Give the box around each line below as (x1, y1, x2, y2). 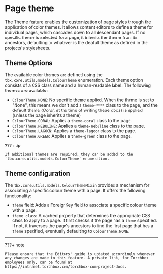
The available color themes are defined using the (5, 72, 103, 78)
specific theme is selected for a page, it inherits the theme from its (5, 35, 138, 40)
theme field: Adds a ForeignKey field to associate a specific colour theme (12, 202, 157, 208)
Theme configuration (5, 169, 70, 178)
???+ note (5, 242, 25, 248)
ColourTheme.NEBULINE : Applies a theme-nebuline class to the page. (12, 123, 146, 128)
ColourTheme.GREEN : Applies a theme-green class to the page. (12, 133, 132, 139)
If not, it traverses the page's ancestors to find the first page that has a (12, 222, 154, 229)
